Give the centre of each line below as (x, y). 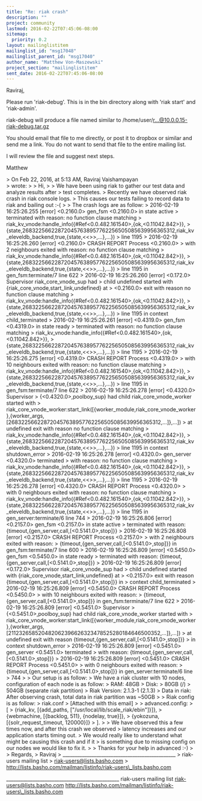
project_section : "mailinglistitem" (52, 68)
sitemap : (17, 34)
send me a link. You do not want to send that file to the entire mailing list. (96, 144)
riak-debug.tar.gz (28, 126)
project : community (31, 23)
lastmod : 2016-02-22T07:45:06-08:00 (52, 29)
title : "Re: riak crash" (37, 12)
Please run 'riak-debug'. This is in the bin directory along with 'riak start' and (101, 102)
